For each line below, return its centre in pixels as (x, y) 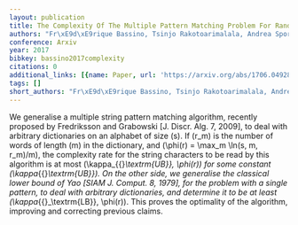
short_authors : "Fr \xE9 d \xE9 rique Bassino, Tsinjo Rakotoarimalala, (138, 91)
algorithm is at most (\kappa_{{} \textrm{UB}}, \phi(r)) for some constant (140, 164)
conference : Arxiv (43, 42)
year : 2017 (29, 50)
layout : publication (47, 17)
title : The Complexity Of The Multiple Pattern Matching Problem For (141, 26)
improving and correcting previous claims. (86, 211)
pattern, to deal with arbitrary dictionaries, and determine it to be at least (143, 192)
